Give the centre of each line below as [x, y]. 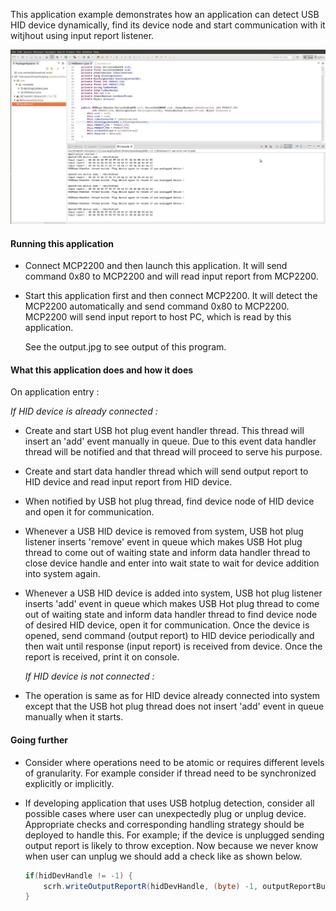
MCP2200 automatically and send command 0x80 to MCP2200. [157, 306]
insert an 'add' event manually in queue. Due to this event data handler [170, 441]
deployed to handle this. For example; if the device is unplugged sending [174, 835]
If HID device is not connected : [89, 676]
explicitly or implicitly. [69, 783]
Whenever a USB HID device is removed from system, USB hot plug [164, 531]
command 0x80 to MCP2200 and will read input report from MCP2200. [171, 276]
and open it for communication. [89, 512]
